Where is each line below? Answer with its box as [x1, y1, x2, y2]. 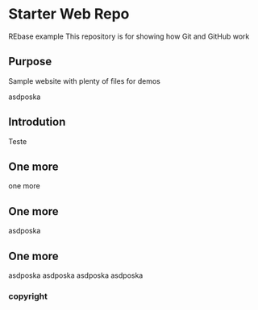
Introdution [8, 115, 66, 129]
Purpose [8, 55, 52, 68]
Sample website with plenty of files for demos [8, 76, 161, 85]
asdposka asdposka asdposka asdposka [8, 271, 144, 280]
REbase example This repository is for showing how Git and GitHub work [8, 31, 250, 41]
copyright [8, 291, 48, 302]
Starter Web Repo [8, 5, 130, 23]
